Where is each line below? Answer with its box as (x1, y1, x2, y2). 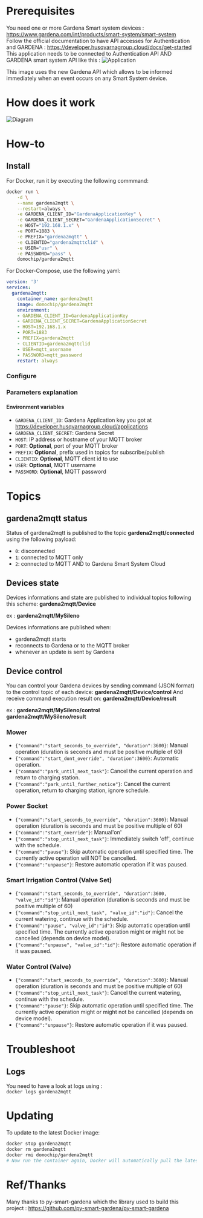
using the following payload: (6, 535, 77, 543)
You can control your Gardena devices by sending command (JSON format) (6, 682, 195, 689)
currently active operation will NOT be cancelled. (14, 854, 137, 862)
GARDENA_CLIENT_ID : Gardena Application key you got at (14, 416, 152, 424)
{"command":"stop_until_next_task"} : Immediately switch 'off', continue (14, 835, 195, 842)
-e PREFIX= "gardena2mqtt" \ (17, 234, 88, 240)
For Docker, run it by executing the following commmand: (6, 177, 149, 184)
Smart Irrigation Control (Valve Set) (6, 876, 112, 884)
